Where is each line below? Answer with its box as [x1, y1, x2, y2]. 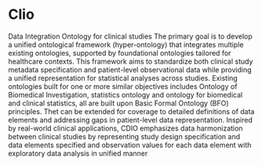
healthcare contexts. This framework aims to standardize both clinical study [8, 57, 253, 66]
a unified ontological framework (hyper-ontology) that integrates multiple [8, 39, 244, 49]
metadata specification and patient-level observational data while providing [8, 65, 253, 74]
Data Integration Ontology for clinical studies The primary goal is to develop [8, 31, 253, 41]
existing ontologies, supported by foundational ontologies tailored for [8, 48, 231, 57]
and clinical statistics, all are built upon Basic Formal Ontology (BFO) [8, 98, 229, 108]
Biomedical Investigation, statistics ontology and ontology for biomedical [8, 90, 243, 99]
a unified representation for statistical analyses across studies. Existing [8, 73, 238, 83]
